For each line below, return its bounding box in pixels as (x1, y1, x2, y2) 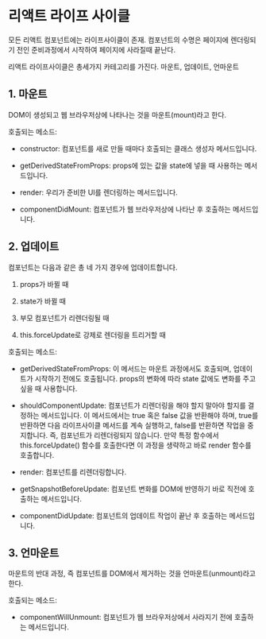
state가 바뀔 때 (19, 296, 66, 306)
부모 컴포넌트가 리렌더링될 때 (19, 313, 110, 323)
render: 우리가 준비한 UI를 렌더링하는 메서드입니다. (19, 188, 179, 197)
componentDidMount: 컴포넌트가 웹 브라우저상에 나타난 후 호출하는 (19, 204, 232, 214)
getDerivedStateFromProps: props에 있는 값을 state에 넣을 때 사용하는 (19, 161, 244, 170)
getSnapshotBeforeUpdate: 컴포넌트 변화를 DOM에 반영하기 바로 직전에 (19, 484, 247, 494)
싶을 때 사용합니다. (19, 383, 78, 393)
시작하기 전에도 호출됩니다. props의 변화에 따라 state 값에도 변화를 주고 (34, 374, 256, 383)
